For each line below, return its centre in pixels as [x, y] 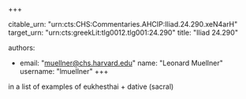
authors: [22, 48]
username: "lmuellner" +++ [64, 71]
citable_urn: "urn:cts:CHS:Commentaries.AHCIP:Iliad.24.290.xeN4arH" [123, 24]
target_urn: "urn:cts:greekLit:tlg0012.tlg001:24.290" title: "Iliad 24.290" [123, 33]
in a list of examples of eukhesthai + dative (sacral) [91, 86]
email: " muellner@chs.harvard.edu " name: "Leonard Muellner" [121, 63]
